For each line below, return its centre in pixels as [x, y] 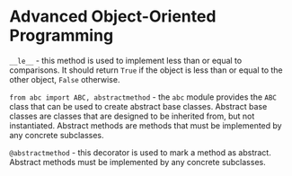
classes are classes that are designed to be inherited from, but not [132, 116]
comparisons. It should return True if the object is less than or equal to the [146, 70]
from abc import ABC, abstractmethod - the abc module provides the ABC [143, 97]
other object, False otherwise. [65, 79]
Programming [62, 35]
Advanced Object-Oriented [113, 17]
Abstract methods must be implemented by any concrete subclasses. [138, 162]
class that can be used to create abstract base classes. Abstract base [138, 106]
